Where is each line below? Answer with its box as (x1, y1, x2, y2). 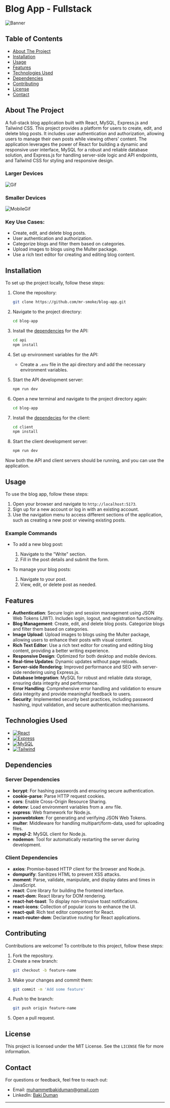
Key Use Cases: (5, 219, 45, 226)
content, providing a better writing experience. (12, 648, 110, 654)
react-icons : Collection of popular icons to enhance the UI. (12, 903, 136, 910)
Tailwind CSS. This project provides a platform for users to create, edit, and (5, 125, 162, 131)
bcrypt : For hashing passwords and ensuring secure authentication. (12, 787, 155, 793)
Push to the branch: (12, 996, 54, 1002)
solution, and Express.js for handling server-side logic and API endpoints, (5, 152, 158, 158)
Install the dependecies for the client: (12, 415, 90, 421)
